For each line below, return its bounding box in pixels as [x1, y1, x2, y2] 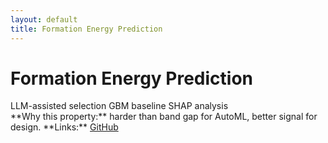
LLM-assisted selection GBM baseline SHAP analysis [10, 100, 229, 112]
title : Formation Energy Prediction [10, 24, 163, 34]
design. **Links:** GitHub [10, 121, 119, 133]
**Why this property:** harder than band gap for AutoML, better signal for [10, 111, 318, 123]
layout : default [10, 14, 78, 25]
